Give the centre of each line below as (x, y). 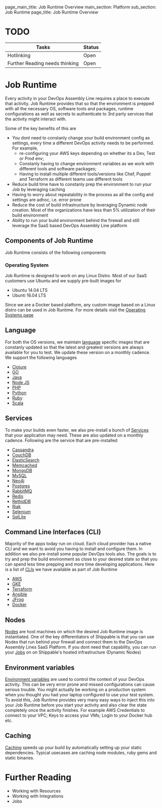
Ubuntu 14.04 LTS (30, 290)
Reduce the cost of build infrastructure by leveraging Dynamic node (80, 205)
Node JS (21, 382)
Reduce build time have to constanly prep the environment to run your (82, 184)
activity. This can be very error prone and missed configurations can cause (80, 685)
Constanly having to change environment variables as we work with (87, 163)
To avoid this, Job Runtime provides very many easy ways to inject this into (80, 700)
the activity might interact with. (36, 119)
